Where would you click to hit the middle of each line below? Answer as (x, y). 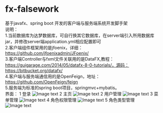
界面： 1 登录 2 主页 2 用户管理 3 (79, 93)
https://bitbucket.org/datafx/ (34, 70)
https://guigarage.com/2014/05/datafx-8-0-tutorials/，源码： (67, 65)
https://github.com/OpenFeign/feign (42, 82)
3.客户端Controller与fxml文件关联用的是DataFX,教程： (60, 59)
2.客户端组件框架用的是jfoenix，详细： (44, 47)
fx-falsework (32, 9)
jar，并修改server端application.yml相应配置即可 (53, 41)
